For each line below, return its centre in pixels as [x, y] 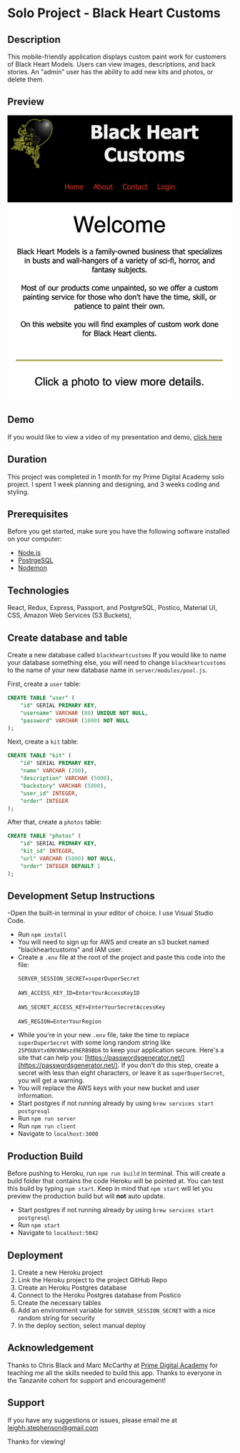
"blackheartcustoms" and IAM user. [70, 950]
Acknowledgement [51, 1348]
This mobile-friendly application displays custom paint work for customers [117, 56]
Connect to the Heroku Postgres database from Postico [99, 1295]
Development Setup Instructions [81, 896]
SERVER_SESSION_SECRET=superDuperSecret [79, 979]
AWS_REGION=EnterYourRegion [59, 1022]
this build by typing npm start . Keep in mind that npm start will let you [110, 1189]
